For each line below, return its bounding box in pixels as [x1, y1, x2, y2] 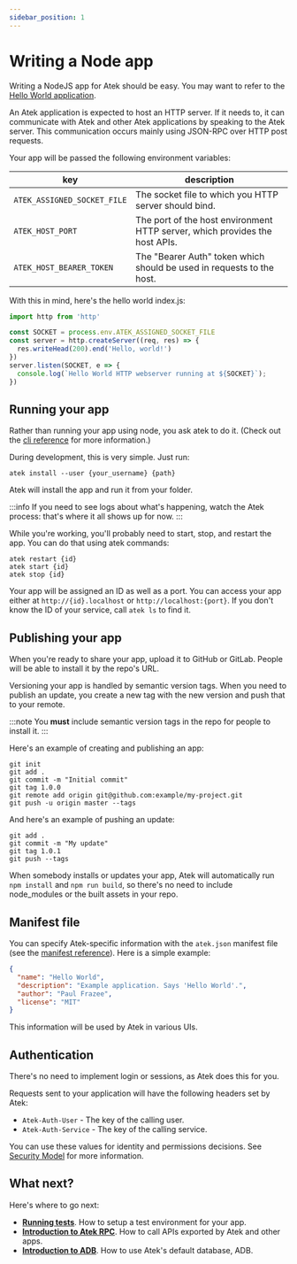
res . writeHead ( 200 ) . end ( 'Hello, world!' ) [17, 344, 172, 354]
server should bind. [135, 199, 217, 212]
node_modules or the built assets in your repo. [9, 889, 179, 899]
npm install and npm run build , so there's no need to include [9, 880, 233, 890]
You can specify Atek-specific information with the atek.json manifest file [9, 938, 278, 948]
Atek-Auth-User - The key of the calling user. [21, 1114, 185, 1125]
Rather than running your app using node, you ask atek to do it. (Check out [9, 426, 281, 436]
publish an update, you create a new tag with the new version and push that [9, 690, 286, 700]
